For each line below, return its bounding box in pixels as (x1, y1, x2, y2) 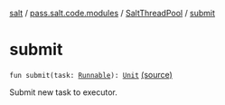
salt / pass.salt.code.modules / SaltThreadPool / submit (9, 8, 215, 18)
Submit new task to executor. (9, 86, 117, 98)
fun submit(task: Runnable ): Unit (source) (9, 69, 173, 80)
